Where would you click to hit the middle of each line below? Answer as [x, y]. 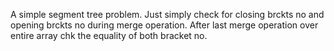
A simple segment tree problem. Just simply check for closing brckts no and [167, 14]
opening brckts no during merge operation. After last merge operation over [164, 25]
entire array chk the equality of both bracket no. [109, 35]
